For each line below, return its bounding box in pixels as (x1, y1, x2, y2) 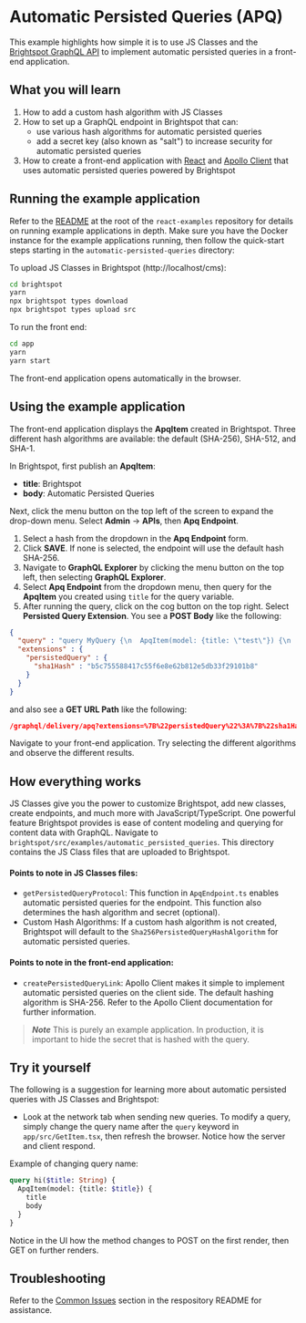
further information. (22, 1006, 97, 1018)
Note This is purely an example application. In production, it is (31, 1024, 264, 1035)
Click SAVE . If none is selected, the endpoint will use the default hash (22, 543, 284, 553)
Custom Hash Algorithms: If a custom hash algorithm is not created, (22, 916, 278, 927)
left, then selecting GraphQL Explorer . (22, 572, 167, 583)
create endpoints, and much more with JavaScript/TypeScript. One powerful (9, 808, 296, 819)
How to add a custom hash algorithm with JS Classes (22, 107, 223, 118)
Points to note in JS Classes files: (9, 867, 138, 878)
